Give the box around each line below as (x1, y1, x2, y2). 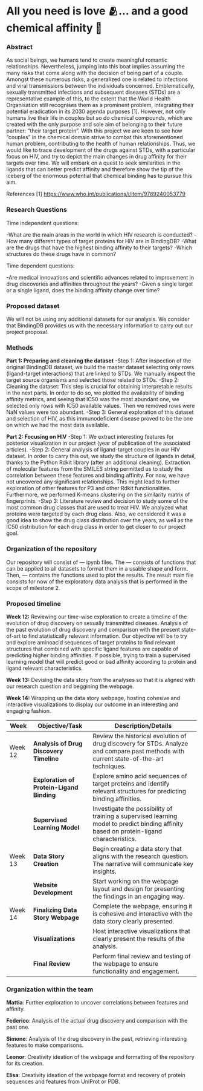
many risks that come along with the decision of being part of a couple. (6, 70, 184, 77)
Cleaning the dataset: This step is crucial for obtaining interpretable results (6, 383, 192, 390)
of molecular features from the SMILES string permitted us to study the (6, 465, 183, 473)
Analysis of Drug (33, 739, 83, 747)
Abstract (6, 43, 33, 51)
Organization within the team (6, 985, 94, 994)
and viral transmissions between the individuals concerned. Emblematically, (6, 82, 195, 90)
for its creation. (6, 1060, 44, 1067)
